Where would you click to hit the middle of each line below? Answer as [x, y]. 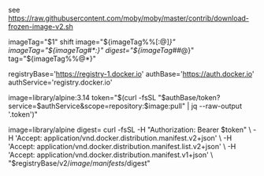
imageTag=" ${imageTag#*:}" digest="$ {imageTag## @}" [101, 50]
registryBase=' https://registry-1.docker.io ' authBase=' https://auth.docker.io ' [131, 74]
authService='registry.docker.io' [60, 82]
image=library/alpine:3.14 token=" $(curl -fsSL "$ [87, 97]
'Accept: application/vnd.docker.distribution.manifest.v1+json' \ [111, 155]
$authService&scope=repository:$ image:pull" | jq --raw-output [139, 106]
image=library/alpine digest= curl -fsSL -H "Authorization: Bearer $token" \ [130, 129]
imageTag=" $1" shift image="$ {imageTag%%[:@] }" [92, 42]
